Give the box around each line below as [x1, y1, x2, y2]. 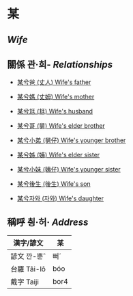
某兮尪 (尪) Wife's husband [16, 107, 93, 116]
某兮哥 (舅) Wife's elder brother [16, 122, 106, 130]
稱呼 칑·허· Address [7, 216, 89, 228]
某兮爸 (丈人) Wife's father [16, 78, 91, 86]
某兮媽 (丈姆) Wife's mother [16, 93, 95, 101]
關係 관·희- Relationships [7, 59, 113, 70]
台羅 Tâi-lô [10, 265, 46, 274]
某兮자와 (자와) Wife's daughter [16, 194, 104, 202]
